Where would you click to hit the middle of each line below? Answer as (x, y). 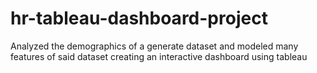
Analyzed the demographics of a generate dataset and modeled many (154, 46)
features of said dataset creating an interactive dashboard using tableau (159, 56)
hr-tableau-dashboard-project (139, 18)
